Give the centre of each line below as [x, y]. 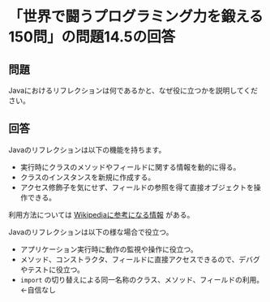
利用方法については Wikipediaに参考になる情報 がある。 [101, 214]
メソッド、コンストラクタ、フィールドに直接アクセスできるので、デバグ [140, 259]
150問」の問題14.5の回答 [92, 37]
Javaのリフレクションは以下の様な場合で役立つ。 [91, 231]
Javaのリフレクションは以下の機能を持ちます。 [87, 149]
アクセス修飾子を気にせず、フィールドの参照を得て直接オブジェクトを [137, 187]
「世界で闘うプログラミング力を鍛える [136, 17]
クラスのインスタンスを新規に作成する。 [88, 177]
